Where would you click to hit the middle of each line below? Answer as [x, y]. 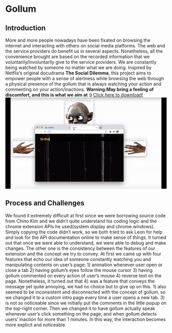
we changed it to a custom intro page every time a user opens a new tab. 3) [85, 297]
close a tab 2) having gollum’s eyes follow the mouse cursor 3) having [79, 270]
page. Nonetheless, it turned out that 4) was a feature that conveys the [80, 281]
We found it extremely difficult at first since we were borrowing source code [85, 215]
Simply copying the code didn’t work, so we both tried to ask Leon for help [84, 232]
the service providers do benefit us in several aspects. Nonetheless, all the [84, 51]
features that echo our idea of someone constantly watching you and [78, 259]
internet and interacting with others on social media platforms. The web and [85, 46]
